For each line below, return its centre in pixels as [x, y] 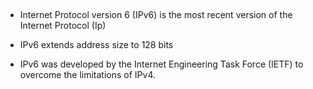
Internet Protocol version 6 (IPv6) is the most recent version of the [156, 14]
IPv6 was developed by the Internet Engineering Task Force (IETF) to [161, 64]
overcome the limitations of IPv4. [88, 74]
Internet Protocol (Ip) [63, 25]
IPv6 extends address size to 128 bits [96, 44]
